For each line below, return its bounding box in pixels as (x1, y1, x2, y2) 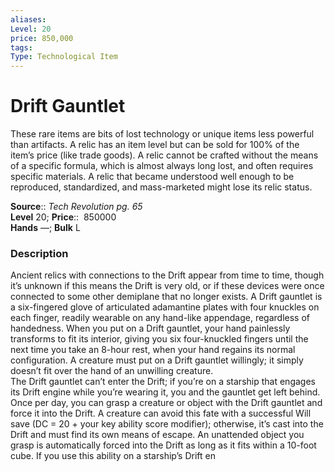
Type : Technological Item (10, 52, 118, 62)
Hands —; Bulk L (10, 222, 81, 234)
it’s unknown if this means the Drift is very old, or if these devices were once (10, 280, 325, 292)
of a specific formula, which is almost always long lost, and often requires (10, 160, 314, 172)
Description (10, 246, 69, 260)
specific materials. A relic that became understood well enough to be (10, 171, 295, 183)
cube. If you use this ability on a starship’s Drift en (10, 450, 216, 462)
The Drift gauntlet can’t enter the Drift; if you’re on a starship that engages (10, 376, 316, 388)
